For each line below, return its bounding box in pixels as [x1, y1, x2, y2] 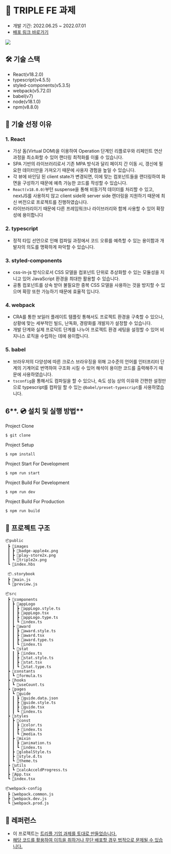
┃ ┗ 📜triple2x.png [7, 557, 47, 563]
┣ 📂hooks [7, 678, 27, 683]
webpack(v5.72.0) [12, 88, 51, 94]
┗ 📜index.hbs [7, 562, 36, 567]
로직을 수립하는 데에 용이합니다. [26, 333, 90, 339]
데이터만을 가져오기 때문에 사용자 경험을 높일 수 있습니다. [22, 167, 136, 173]
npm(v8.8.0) [12, 103, 39, 110]
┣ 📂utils [7, 763, 27, 768]
